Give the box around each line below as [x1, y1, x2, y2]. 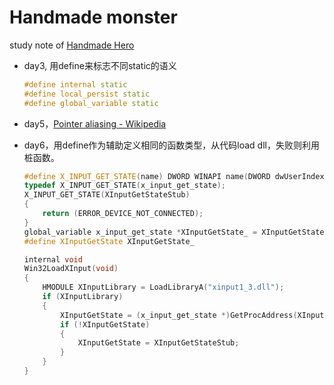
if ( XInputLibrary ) [42, 292, 124, 302]
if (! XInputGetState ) [60, 319, 151, 330]
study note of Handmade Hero [9, 39, 135, 51]
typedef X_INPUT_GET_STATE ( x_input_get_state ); [23, 181, 226, 191]
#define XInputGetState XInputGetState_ [23, 236, 195, 246]
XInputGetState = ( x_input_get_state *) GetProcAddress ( [60, 310, 298, 320]
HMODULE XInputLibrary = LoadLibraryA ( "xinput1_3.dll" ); [42, 282, 285, 293]
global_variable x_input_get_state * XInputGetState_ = [23, 227, 258, 237]
